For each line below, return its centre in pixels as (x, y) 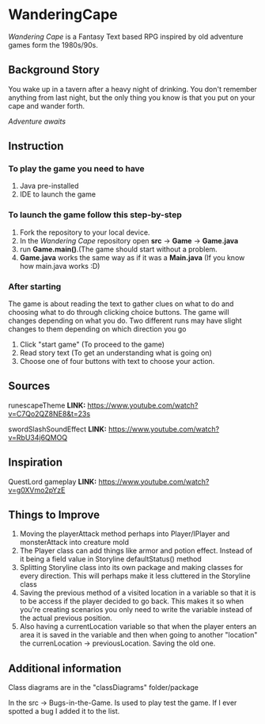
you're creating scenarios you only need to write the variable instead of (136, 610)
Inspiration (36, 463)
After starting (35, 286)
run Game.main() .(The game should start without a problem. (118, 249)
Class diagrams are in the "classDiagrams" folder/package (104, 688)
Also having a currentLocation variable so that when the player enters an (138, 626)
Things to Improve (54, 515)
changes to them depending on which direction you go (97, 329)
